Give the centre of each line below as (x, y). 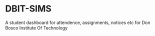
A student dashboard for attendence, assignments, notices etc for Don (78, 22)
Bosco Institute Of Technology (36, 27)
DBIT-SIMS (28, 9)
